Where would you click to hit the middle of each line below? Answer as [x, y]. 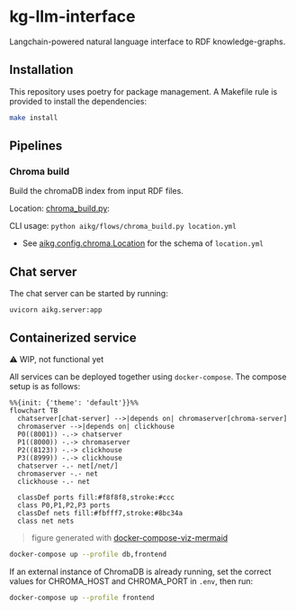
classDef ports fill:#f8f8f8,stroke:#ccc [96, 497]
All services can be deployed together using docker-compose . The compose [148, 377]
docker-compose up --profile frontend [82, 597]
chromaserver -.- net [58, 474]
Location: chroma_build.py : [60, 208]
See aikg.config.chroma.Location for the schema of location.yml [143, 243]
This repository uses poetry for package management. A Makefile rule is [144, 91]
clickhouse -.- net [54, 481]
